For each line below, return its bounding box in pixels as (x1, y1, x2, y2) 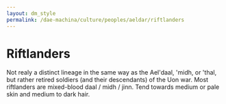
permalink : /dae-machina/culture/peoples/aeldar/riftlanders (6, 16, 185, 23)
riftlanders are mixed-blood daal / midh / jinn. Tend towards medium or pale (6, 83, 220, 91)
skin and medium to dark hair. (6, 90, 90, 99)
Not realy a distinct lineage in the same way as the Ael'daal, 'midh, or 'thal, (6, 68, 217, 77)
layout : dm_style (6, 10, 56, 17)
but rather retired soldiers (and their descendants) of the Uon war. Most (6, 76, 209, 84)
